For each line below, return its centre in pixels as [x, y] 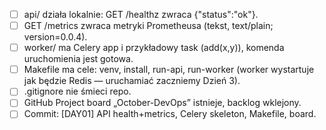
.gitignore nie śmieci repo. [77, 91]
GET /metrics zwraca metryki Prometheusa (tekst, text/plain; [148, 26]
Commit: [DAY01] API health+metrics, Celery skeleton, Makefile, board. [170, 114]
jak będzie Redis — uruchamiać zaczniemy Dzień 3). [132, 81]
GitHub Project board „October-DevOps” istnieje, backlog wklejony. [162, 103]
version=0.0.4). [55, 37]
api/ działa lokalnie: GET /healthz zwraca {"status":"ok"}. [141, 14]
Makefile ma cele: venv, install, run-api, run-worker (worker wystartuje [169, 70]
